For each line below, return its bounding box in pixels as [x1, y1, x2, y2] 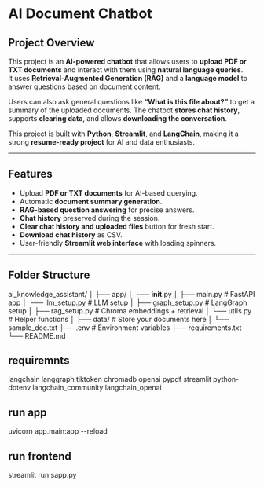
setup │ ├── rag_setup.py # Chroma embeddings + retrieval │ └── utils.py [8, 306, 252, 315]
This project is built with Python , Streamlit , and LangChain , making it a [8, 129, 240, 138]
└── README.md [8, 331, 66, 340]
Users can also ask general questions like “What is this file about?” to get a [8, 97, 255, 106]
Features [8, 167, 53, 181]
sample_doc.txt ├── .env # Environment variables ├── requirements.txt [8, 323, 242, 332]
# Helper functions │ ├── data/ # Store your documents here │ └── [8, 314, 229, 324]
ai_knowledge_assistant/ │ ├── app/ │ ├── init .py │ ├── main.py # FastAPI [8, 289, 255, 298]
